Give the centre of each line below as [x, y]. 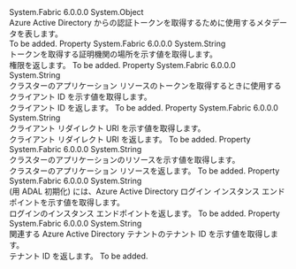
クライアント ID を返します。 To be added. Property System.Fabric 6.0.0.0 [144, 108]
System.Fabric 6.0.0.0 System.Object [76, 12]
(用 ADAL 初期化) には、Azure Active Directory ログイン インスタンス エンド [147, 191]
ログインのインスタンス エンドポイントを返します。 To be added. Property [144, 213]
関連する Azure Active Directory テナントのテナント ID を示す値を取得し [140, 234]
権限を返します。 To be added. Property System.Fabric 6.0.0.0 [122, 65]
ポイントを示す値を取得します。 [67, 202]
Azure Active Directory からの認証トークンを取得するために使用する [133, 23]
